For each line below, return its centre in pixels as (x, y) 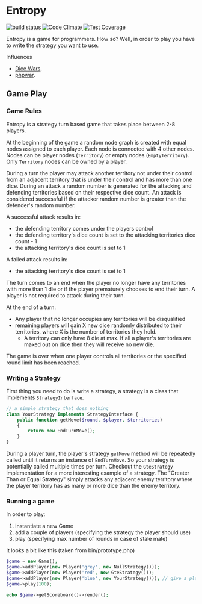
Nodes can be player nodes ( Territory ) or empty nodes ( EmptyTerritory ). (98, 155)
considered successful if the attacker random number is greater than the (96, 199)
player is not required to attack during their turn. (66, 295)
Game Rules (24, 111)
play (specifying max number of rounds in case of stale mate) (91, 539)
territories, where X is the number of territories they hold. (86, 331)
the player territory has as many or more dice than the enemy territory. (93, 486)
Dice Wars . (29, 68)
